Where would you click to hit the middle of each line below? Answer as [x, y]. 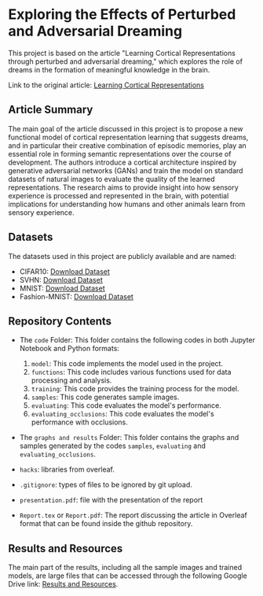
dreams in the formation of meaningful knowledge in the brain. [109, 69]
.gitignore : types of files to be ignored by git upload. [106, 485]
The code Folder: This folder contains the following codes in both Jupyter [137, 340]
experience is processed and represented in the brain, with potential [119, 195]
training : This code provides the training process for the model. [135, 389]
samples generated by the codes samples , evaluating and [113, 446]
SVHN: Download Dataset [61, 279]
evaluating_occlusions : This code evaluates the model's [122, 414]
